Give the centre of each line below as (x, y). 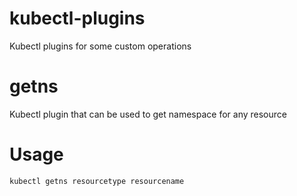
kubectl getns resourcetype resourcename (97, 181)
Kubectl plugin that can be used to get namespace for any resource (148, 114)
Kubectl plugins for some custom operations (100, 46)
